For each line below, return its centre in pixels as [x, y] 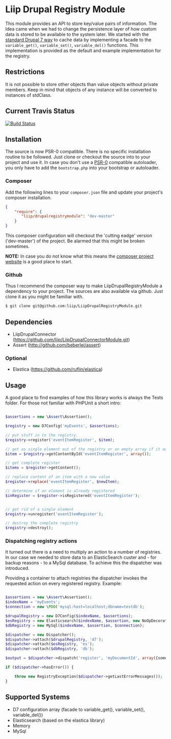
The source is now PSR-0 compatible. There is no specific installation [78, 152]
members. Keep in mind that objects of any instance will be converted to [81, 90]
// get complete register [33, 463]
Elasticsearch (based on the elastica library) [59, 720]
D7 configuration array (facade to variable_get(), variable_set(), [79, 709]
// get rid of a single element [39, 509]
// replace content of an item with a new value [58, 477]
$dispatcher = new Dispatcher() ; [41, 635]
